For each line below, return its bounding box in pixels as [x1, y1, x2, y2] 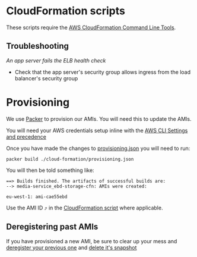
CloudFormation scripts [6, 4, 126, 18]
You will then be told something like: [6, 167, 94, 174]
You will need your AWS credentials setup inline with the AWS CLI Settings [6, 127, 188, 134]
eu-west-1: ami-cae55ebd [6, 193, 68, 200]
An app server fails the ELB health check [6, 57, 106, 64]
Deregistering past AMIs [6, 222, 99, 232]
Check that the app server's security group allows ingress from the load [14, 68, 191, 76]
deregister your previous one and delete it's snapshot [6, 244, 137, 251]
